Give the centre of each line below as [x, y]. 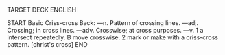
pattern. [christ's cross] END [47, 44]
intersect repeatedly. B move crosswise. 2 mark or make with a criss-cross [113, 37]
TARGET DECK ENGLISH [42, 10]
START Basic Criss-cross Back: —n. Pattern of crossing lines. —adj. [103, 23]
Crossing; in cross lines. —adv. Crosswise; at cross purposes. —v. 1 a [105, 30]
